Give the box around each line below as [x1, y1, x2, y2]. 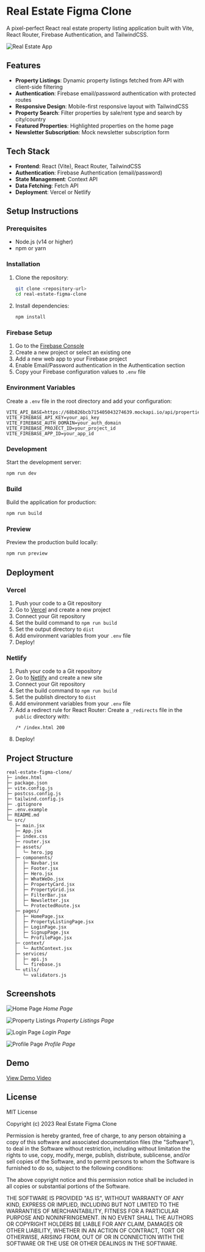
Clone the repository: [15, 273, 69, 281]
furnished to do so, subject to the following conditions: [6, 1164, 143, 1171]
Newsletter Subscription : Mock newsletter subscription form [15, 128, 170, 135]
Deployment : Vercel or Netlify [15, 188, 91, 196]
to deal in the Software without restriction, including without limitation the [6, 1145, 190, 1152]
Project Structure [6, 753, 73, 763]
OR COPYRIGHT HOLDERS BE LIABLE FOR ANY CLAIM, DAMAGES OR [6, 1220, 183, 1228]
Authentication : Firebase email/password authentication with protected [15, 90, 196, 97]
